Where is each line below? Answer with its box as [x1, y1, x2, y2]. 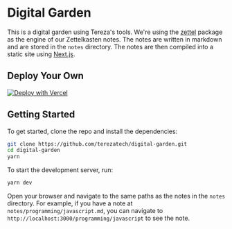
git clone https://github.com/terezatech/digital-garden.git [7, 140, 188, 147]
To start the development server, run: [7, 166, 113, 174]
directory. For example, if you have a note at [7, 199, 133, 207]
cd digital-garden [7, 147, 60, 154]
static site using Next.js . [7, 50, 75, 58]
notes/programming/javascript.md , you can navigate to [7, 207, 163, 215]
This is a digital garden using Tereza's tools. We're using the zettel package [7, 28, 223, 36]
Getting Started [7, 109, 75, 121]
